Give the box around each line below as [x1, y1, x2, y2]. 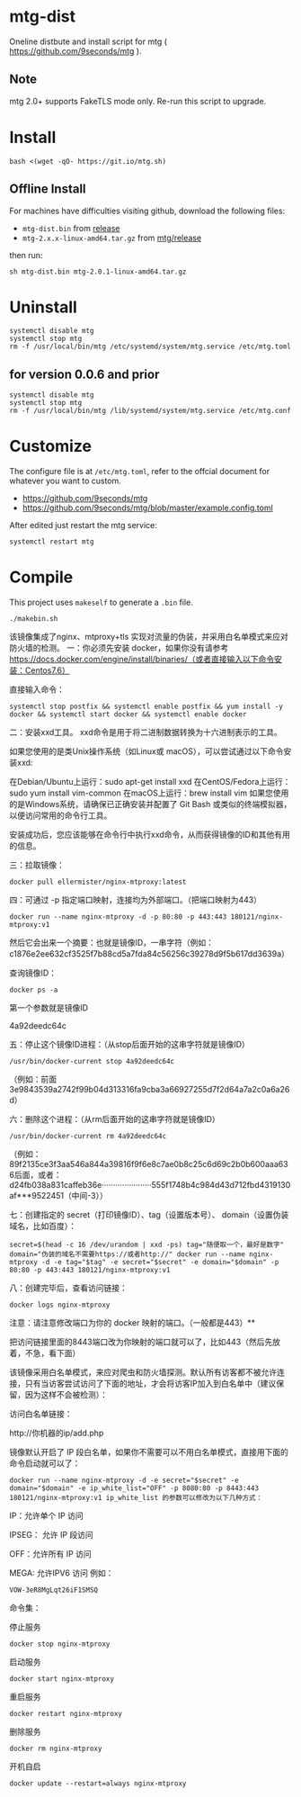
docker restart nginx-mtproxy [9, 1710, 123, 1719]
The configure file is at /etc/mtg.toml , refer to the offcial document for [9, 466, 270, 477]
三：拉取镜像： [9, 859, 65, 870]
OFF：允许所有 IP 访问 [9, 1549, 92, 1559]
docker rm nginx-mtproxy [9, 1744, 102, 1754]
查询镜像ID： [9, 967, 57, 978]
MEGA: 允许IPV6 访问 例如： [9, 1568, 114, 1578]
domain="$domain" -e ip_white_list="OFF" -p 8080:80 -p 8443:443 [9, 1484, 259, 1493]
